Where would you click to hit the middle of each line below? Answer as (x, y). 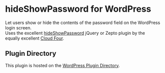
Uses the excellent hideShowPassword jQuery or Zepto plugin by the (75, 33)
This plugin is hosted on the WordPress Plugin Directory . (62, 65)
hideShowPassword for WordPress (78, 9)
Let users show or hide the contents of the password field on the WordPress (83, 23)
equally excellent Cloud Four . (35, 38)
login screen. (19, 27)
